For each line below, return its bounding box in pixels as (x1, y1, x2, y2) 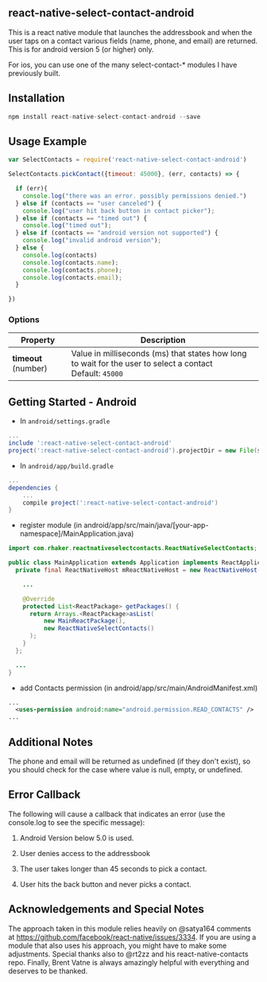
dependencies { (8, 484, 59, 492)
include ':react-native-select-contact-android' (8, 439, 172, 447)
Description (140, 335, 186, 346)
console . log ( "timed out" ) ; (22, 222, 112, 230)
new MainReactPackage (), (43, 617, 126, 625)
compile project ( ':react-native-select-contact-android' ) (22, 498, 219, 507)
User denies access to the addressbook (19, 848, 151, 858)
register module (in (19, 520, 82, 530)
